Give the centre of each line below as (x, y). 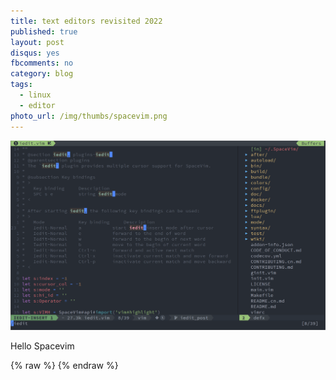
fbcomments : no (42, 63)
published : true (44, 31)
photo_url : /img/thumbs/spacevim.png (89, 116)
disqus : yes (35, 53)
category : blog (42, 74)
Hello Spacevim (42, 346)
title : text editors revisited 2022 (86, 21)
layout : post (37, 42)
